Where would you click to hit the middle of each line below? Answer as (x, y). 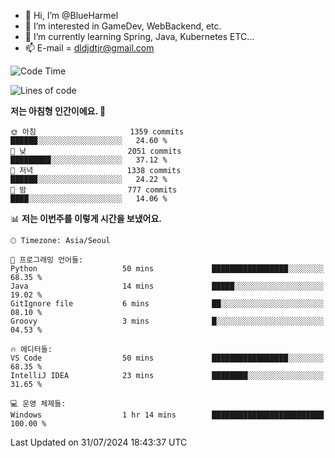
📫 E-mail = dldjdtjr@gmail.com (89, 48)
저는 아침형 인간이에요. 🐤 (58, 111)
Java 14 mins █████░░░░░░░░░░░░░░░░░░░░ (167, 286)
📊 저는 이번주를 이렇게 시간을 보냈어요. (86, 218)
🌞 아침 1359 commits (97, 132)
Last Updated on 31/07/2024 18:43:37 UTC (99, 442)
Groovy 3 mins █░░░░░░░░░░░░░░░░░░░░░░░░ (167, 321)
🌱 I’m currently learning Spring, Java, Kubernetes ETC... (139, 36)
